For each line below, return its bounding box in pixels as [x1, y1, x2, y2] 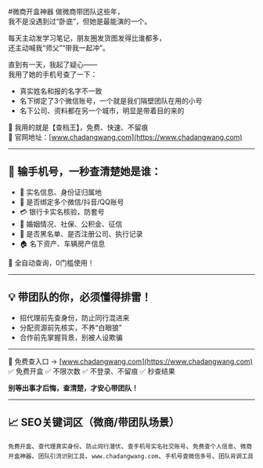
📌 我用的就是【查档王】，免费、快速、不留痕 [8, 122, 149, 132]
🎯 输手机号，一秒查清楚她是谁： [8, 165, 162, 178]
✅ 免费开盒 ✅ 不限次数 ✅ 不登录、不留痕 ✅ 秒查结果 [8, 366, 175, 375]
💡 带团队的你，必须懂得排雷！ [8, 291, 152, 304]
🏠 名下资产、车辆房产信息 [19, 239, 106, 248]
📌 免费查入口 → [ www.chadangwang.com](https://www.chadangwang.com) [8, 356, 253, 366]
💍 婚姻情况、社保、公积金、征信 [19, 219, 123, 229]
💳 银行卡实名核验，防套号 [19, 207, 105, 216]
